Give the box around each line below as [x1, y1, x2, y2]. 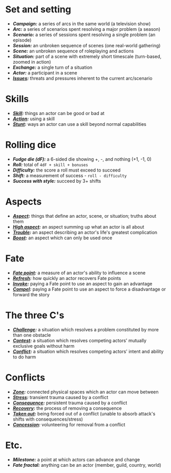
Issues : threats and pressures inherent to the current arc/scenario [12, 75, 153, 81]
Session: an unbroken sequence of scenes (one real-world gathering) [12, 42, 161, 48]
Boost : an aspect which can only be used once [12, 235, 113, 241]
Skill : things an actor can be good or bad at [12, 110, 105, 116]
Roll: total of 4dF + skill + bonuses [12, 161, 89, 167]
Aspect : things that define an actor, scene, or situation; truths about [12, 213, 157, 219]
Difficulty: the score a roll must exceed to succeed [12, 167, 121, 173]
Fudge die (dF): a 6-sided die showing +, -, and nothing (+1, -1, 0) [12, 156, 152, 162]
